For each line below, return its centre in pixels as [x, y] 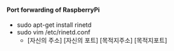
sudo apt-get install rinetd [54, 25]
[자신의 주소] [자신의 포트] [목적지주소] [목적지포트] [97, 41]
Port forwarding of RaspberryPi [53, 10]
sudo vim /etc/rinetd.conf [53, 32]
